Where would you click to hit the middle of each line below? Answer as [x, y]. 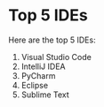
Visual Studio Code [56, 57]
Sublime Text [45, 95]
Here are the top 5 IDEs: [52, 40]
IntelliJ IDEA [43, 66]
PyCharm [38, 75]
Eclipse [35, 85]
